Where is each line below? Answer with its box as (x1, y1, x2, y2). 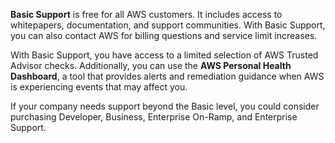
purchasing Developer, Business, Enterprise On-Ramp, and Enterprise (10, 111, 298, 123)
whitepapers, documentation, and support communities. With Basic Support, (10, 19, 326, 31)
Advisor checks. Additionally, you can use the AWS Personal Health (10, 60, 292, 71)
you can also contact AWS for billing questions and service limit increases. (10, 30, 318, 41)
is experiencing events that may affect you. (10, 81, 188, 93)
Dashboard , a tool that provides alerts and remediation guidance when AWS (10, 70, 325, 82)
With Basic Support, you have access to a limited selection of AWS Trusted (10, 49, 319, 61)
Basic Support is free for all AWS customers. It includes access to (10, 9, 283, 20)
